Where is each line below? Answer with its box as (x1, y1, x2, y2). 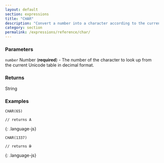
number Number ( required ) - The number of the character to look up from (5, 57, 152, 63)
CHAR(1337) (5, 135, 27, 140)
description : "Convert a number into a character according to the (5, 20, 145, 26)
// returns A (5, 117, 32, 122)
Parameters (5, 46, 33, 53)
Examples (5, 98, 29, 104)
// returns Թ (5, 143, 32, 149)
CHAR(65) (5, 108, 23, 114)
